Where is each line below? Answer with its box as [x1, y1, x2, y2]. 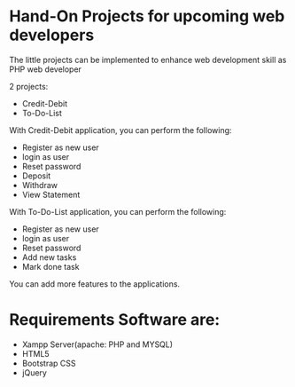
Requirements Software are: [9, 310, 221, 330]
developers [9, 25, 95, 45]
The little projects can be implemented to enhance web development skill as [9, 54, 287, 65]
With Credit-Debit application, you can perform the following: [9, 124, 232, 135]
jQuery [21, 367, 47, 378]
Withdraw [21, 179, 58, 190]
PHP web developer [9, 64, 82, 75]
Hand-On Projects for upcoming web [9, 6, 285, 27]
